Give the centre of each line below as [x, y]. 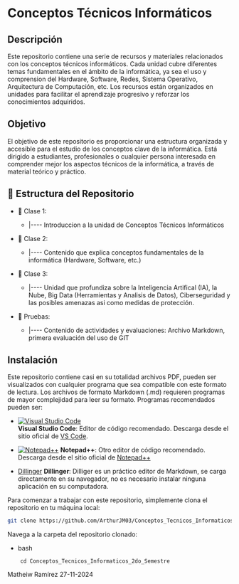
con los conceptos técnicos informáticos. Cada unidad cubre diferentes [112, 64]
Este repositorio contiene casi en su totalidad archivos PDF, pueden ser [112, 377]
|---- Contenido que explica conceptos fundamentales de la [116, 252]
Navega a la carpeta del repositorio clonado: [72, 534]
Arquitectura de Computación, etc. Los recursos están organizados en [110, 86]
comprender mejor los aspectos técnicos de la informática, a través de [111, 164]
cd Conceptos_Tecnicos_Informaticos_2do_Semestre [95, 561]
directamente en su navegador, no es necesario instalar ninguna [112, 479]
